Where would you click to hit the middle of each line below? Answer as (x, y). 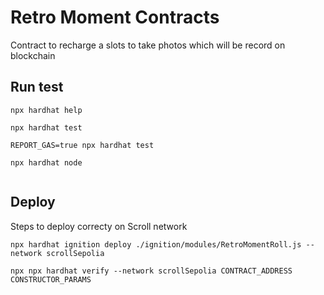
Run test (37, 87)
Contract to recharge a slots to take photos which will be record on (148, 45)
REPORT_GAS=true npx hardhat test (82, 145)
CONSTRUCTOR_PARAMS (51, 279)
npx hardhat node (46, 162)
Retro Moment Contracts (115, 17)
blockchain (33, 55)
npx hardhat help (46, 110)
